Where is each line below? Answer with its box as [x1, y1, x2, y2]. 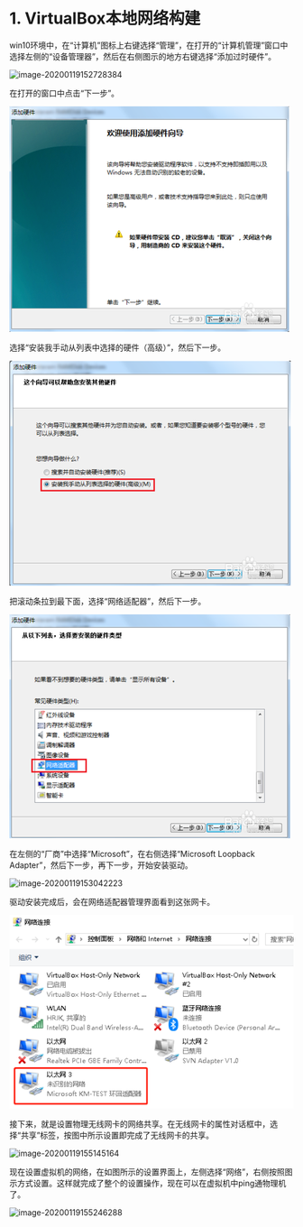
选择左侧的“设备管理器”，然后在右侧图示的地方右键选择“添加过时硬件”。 [9, 51, 277, 61]
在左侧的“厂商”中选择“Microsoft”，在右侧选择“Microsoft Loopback [9, 848, 255, 859]
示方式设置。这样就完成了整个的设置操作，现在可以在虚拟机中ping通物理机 [9, 1177, 287, 1188]
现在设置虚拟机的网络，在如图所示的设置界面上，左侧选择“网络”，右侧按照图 [9, 1166, 293, 1177]
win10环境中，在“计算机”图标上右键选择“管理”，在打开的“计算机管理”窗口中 [9, 40, 289, 51]
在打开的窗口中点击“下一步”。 [9, 88, 120, 98]
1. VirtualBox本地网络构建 [9, 8, 201, 29]
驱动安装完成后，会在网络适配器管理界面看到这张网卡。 [9, 896, 215, 907]
